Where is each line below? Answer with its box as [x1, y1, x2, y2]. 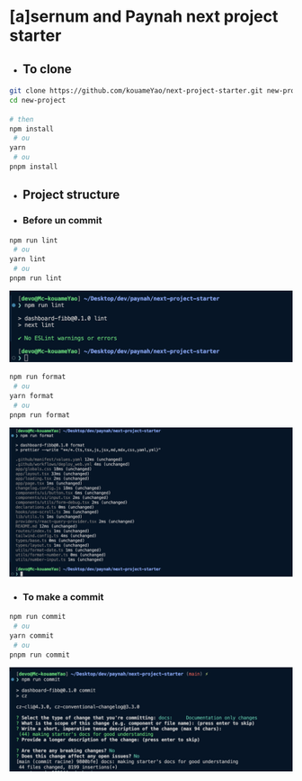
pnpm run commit [9, 650, 70, 659]
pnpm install [9, 162, 58, 171]
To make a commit [22, 590, 104, 603]
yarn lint [9, 255, 47, 264]
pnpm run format [9, 410, 70, 420]
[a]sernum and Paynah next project [9, 6, 279, 27]
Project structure [22, 187, 120, 203]
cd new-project [9, 95, 67, 104]
